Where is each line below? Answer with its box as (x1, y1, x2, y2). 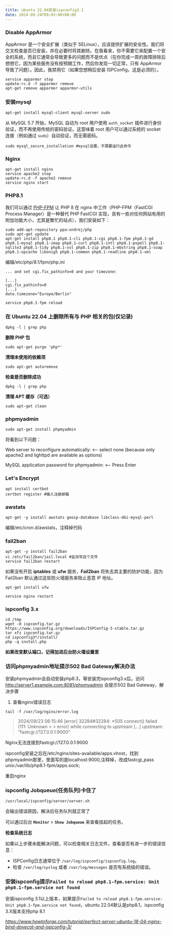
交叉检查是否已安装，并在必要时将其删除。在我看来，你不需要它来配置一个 (5, 47, 161, 53)
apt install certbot (5, 486, 49, 491)
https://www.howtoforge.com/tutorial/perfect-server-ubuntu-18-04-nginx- (5, 919, 162, 925)
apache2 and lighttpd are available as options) (5, 452, 103, 458)
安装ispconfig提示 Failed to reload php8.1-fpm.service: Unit (5, 878, 159, 885)
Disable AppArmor (5, 29, 52, 36)
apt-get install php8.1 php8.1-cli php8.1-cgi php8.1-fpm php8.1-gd (5, 236, 154, 241)
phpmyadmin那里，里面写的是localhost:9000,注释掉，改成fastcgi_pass (5, 756, 154, 763)
